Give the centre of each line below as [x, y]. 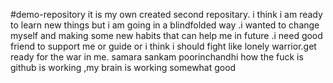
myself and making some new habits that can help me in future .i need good [166, 35]
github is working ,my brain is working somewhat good [123, 67]
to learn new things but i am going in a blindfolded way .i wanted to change [165, 25]
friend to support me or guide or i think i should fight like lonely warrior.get [163, 46]
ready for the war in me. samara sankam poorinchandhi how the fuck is [157, 57]
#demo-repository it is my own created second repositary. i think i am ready [166, 14]
